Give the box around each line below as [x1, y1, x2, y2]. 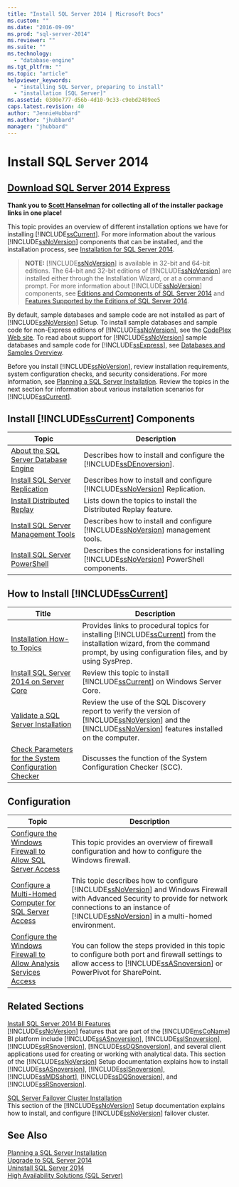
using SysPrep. [82, 657, 133, 666]
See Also [7, 1129, 48, 1141]
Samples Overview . [7, 348, 64, 357]
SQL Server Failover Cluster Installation [7, 1094, 122, 1102]
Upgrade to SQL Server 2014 [7, 1156, 92, 1164]
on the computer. [82, 733, 140, 743]
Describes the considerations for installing [83, 545, 225, 555]
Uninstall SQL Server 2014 [7, 1164, 85, 1172]
